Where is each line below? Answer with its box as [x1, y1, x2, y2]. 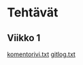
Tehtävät [7, 5, 59, 21]
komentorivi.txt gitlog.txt [7, 50, 76, 58]
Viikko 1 [7, 32, 41, 44]
